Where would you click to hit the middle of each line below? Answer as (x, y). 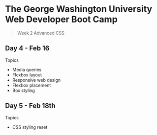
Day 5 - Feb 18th (30, 106)
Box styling (24, 90)
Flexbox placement (31, 85)
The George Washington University (79, 9)
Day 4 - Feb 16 (27, 48)
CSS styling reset (30, 127)
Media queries (27, 69)
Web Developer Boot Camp (62, 19)
